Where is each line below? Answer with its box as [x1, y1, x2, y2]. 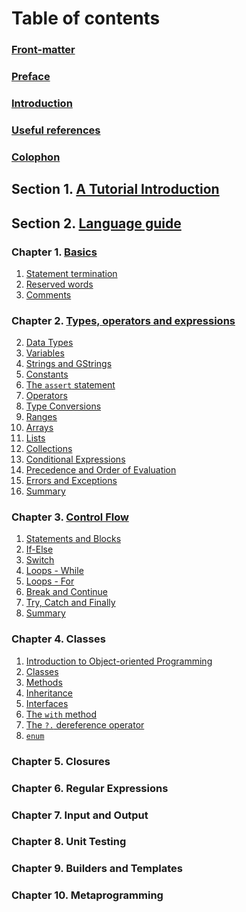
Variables [25, 347, 65, 359]
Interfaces [25, 697, 69, 709]
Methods [25, 676, 63, 688]
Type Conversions [25, 400, 102, 412]
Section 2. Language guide [11, 215, 182, 232]
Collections [25, 443, 73, 455]
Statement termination [25, 267, 118, 279]
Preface [11, 70, 51, 84]
